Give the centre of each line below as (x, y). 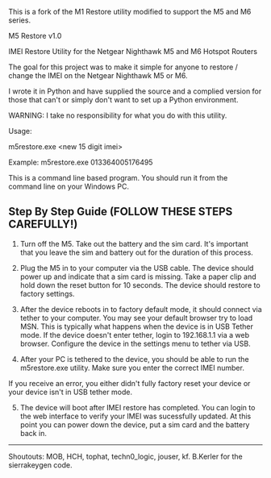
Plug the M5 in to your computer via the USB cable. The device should (137, 268)
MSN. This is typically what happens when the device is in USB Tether (137, 326)
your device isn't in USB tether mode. (71, 392)
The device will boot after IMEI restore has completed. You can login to (138, 407)
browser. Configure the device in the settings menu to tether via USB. (135, 343)
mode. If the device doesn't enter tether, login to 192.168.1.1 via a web (135, 335)
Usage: (20, 131)
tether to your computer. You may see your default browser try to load (136, 318)
